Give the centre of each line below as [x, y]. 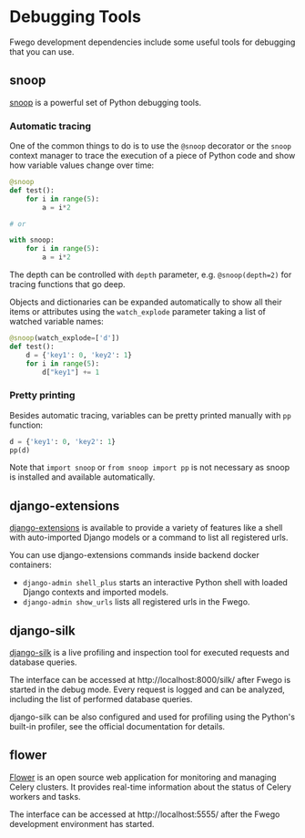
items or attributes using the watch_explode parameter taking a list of [138, 312]
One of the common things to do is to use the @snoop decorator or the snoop [150, 146]
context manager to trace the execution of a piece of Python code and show [152, 156]
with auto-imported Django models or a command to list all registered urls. [149, 538]
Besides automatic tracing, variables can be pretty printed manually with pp [150, 415]
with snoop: [32, 240]
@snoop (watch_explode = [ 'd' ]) [65, 338]
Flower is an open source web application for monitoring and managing [143, 777]
